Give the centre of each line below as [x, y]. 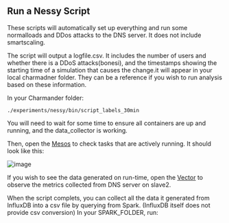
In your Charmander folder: [46, 98]
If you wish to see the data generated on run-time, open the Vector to [105, 177]
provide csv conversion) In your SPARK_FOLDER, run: [83, 212]
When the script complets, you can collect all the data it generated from [109, 198]
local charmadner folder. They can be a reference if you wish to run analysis [115, 77]
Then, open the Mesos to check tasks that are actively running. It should [109, 144]
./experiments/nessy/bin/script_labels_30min [73, 110]
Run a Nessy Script [49, 11]
